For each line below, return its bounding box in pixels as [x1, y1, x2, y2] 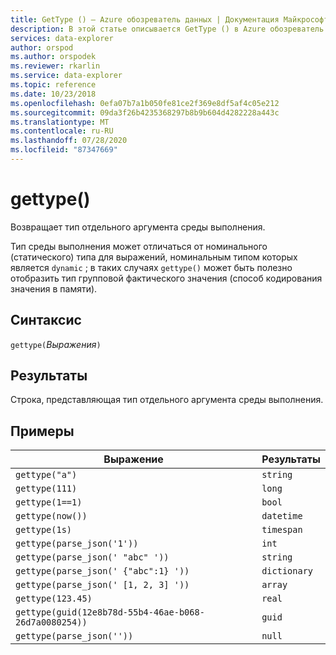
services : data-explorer [10, 33, 114, 43]
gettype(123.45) [15, 593, 93, 605]
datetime [261, 511, 303, 522]
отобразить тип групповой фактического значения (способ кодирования [10, 272, 323, 284]
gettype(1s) [15, 524, 73, 536]
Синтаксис [10, 312, 82, 329]
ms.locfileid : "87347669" [10, 145, 118, 155]
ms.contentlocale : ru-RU [10, 126, 114, 136]
